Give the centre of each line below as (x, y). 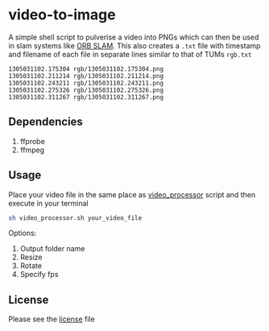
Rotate (31, 266)
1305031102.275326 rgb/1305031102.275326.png (86, 90)
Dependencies (46, 122)
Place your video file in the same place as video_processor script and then (132, 194)
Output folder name (52, 249)
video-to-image (62, 15)
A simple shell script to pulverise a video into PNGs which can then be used (134, 37)
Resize (31, 257)
